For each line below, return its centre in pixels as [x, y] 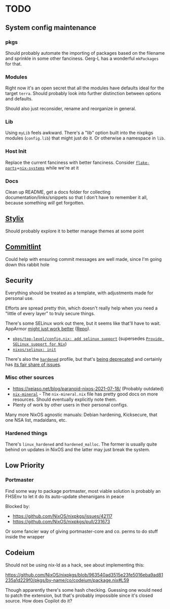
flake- [143, 163]
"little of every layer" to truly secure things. [50, 313]
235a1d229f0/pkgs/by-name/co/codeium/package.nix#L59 [67, 580]
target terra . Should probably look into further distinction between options [83, 93]
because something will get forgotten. [45, 203]
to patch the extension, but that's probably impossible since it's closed [79, 595]
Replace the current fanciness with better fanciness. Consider [70, 162]
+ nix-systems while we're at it [48, 167]
